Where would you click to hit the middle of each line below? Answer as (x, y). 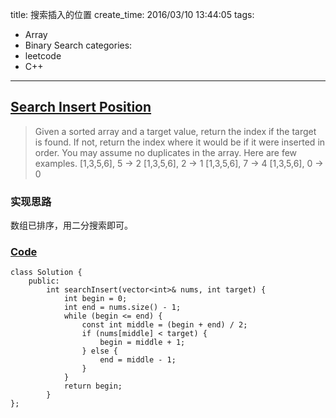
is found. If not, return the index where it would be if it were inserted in (180, 142)
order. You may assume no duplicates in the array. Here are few (166, 152)
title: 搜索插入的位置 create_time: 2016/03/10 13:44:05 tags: (132, 14)
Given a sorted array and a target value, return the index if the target (175, 131)
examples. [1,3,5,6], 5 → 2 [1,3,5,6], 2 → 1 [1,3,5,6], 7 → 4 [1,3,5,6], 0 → (179, 163)
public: (44, 281)
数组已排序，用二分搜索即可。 (71, 225)
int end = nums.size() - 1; (122, 308)
